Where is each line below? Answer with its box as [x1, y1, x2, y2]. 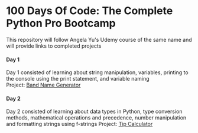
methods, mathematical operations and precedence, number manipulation [6, 114, 187, 121]
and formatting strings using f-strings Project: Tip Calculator [6, 121, 153, 128]
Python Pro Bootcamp [6, 16, 116, 30]
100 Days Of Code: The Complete [6, 4, 173, 18]
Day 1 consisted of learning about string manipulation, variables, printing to [6, 69, 189, 76]
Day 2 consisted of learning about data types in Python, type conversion [6, 108, 183, 115]
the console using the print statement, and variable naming [6, 75, 150, 82]
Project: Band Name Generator [6, 81, 81, 89]
